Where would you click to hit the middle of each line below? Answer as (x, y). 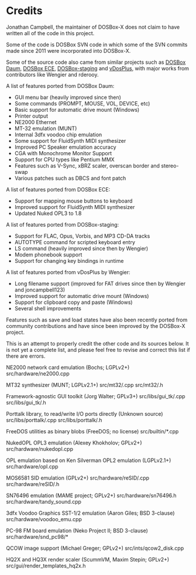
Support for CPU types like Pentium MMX (65, 159)
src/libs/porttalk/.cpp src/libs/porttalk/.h (54, 420)
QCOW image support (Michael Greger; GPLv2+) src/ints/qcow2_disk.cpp (95, 548)
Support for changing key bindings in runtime (69, 261)
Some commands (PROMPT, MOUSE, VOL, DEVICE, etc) (82, 103)
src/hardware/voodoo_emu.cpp (44, 519)
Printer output (31, 116)
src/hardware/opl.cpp (32, 466)
